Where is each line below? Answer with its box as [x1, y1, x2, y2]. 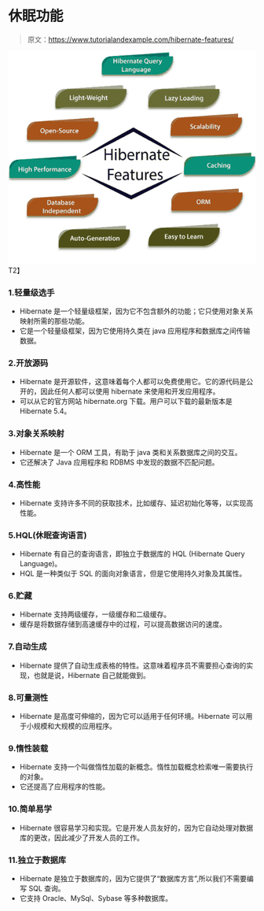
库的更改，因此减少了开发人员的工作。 [19, 832, 144, 842]
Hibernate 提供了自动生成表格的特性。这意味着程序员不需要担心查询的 [19, 661, 247, 670]
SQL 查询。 [28, 883, 65, 893]
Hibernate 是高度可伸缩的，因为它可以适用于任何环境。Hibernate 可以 [19, 712, 246, 721]
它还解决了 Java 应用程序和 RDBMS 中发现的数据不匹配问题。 [19, 457, 219, 467]
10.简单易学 [8, 804, 53, 815]
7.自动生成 [8, 641, 47, 652]
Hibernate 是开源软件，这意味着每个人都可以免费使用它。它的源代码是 [19, 377, 247, 387]
